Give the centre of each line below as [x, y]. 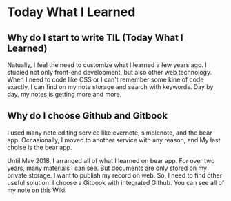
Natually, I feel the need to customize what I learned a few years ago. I [107, 65]
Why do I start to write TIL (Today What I [96, 38]
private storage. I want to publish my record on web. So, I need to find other [115, 175]
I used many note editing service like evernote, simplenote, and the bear [110, 133]
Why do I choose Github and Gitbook [87, 116]
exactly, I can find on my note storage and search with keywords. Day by [110, 87]
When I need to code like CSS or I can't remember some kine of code [106, 79]
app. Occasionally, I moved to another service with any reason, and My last [114, 140]
